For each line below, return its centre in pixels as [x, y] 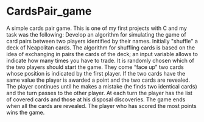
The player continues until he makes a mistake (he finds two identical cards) [102, 86]
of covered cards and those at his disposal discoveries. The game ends [96, 99]
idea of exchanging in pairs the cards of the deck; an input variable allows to [102, 54]
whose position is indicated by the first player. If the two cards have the [96, 73]
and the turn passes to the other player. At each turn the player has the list [100, 93]
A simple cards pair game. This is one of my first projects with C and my [97, 28]
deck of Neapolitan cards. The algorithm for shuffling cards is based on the [101, 48]
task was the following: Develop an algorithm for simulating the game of [97, 34]
